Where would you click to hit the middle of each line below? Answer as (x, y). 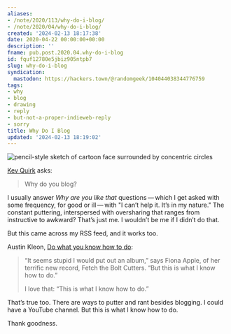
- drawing (22, 105)
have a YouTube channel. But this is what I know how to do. (93, 310)
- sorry (19, 124)
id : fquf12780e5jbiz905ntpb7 (50, 59)
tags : (15, 85)
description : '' (31, 46)
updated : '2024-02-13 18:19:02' (54, 137)
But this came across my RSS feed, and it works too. (83, 233)
